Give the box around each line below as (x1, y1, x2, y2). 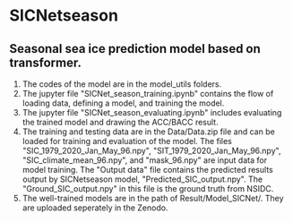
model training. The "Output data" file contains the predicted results (22, 165, 273, 175)
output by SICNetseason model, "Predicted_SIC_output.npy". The (22, 174, 263, 184)
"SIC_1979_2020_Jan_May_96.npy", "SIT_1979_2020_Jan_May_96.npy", (22, 145, 281, 156)
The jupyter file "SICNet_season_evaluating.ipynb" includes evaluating (22, 107, 282, 117)
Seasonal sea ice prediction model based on (9, 41, 262, 56)
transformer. (9, 55, 82, 70)
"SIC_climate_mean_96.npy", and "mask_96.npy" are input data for (22, 155, 267, 166)
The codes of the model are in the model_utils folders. (22, 79, 222, 90)
